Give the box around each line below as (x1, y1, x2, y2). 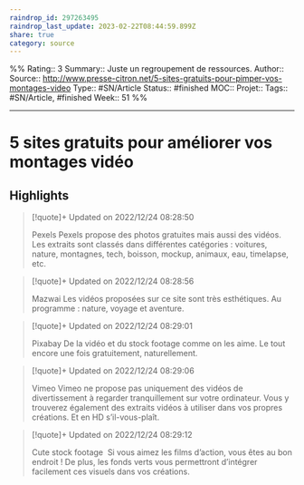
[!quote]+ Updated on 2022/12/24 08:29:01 (31, 321, 193, 332)
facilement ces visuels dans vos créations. (31, 466, 190, 477)
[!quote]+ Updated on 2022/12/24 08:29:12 (31, 430, 193, 441)
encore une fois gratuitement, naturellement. (31, 348, 198, 359)
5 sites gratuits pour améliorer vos (9, 132, 273, 153)
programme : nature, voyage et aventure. (31, 303, 185, 314)
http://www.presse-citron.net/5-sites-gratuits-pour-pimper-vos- (42, 73, 282, 84)
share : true (9, 30, 54, 39)
